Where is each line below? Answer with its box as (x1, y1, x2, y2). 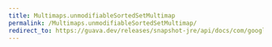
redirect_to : (8, 26, 53, 34)
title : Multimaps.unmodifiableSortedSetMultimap (8, 11, 176, 20)
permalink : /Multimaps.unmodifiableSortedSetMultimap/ (8, 19, 198, 27)
